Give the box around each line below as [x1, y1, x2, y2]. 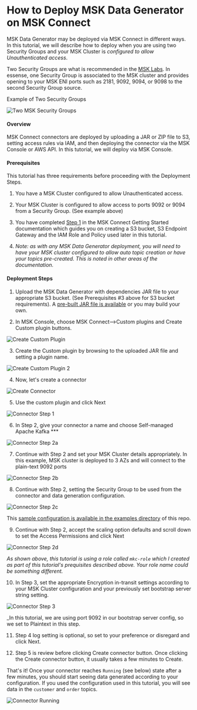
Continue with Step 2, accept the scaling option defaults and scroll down [15, 526, 191, 533]
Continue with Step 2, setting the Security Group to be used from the [15, 485, 182, 493]
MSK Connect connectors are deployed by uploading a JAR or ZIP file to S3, [6, 133, 191, 141]
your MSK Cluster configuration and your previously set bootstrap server [15, 585, 191, 592]
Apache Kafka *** [15, 428, 59, 435]
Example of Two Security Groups [6, 95, 87, 103]
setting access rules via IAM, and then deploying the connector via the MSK [6, 140, 190, 147]
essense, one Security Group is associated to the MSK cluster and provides [6, 72, 189, 79]
